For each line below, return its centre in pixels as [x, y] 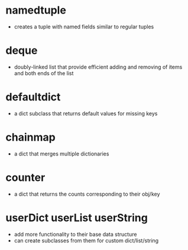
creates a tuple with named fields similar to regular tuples [84, 27]
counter [25, 177]
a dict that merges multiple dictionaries [61, 154]
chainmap [30, 137]
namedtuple [36, 10]
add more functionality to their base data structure [75, 234]
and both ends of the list [44, 73]
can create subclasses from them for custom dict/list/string [86, 241]
